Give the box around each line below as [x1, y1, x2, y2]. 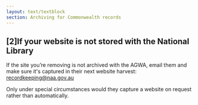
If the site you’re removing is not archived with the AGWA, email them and [6, 61, 187, 69]
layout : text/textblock [6, 8, 66, 15]
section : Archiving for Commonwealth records [6, 14, 121, 20]
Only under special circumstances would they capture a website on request [6, 86, 192, 93]
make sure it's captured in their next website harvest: [6, 68, 137, 75]
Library [6, 45, 34, 55]
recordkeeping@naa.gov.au [6, 74, 75, 81]
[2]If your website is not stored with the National [6, 36, 190, 47]
